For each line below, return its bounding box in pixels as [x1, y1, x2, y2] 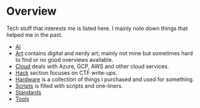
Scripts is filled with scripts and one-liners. [15, 82, 124, 90]
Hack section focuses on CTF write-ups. [15, 69, 117, 76]
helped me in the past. [6, 31, 63, 38]
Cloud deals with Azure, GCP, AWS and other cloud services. [15, 63, 169, 70]
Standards [15, 88, 42, 96]
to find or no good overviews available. [15, 56, 114, 63]
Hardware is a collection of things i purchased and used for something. [15, 75, 194, 83]
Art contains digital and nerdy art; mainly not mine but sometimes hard [15, 49, 193, 56]
